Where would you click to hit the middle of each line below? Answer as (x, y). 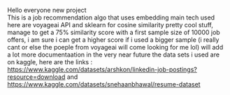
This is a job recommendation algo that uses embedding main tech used (111, 17)
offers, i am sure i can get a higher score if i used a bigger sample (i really (113, 40)
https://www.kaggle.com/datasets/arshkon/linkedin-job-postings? (102, 70)
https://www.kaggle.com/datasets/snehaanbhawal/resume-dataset (104, 84)
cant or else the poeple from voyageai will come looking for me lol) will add (115, 47)
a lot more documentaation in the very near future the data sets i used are (114, 54)
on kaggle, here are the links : (50, 62)
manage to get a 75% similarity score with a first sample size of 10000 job (114, 32)
